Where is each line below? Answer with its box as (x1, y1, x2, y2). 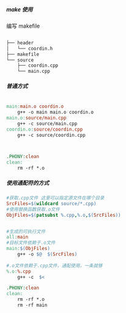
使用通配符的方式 (6, 179, 49, 186)
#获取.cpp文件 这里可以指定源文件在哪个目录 (6, 195, 105, 202)
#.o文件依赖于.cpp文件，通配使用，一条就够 (6, 262, 103, 269)
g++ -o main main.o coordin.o (17, 109, 94, 116)
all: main (6, 234, 29, 240)
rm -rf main (17, 302, 47, 309)
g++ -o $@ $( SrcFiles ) (17, 251, 78, 257)
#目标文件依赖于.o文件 (6, 239, 56, 246)
